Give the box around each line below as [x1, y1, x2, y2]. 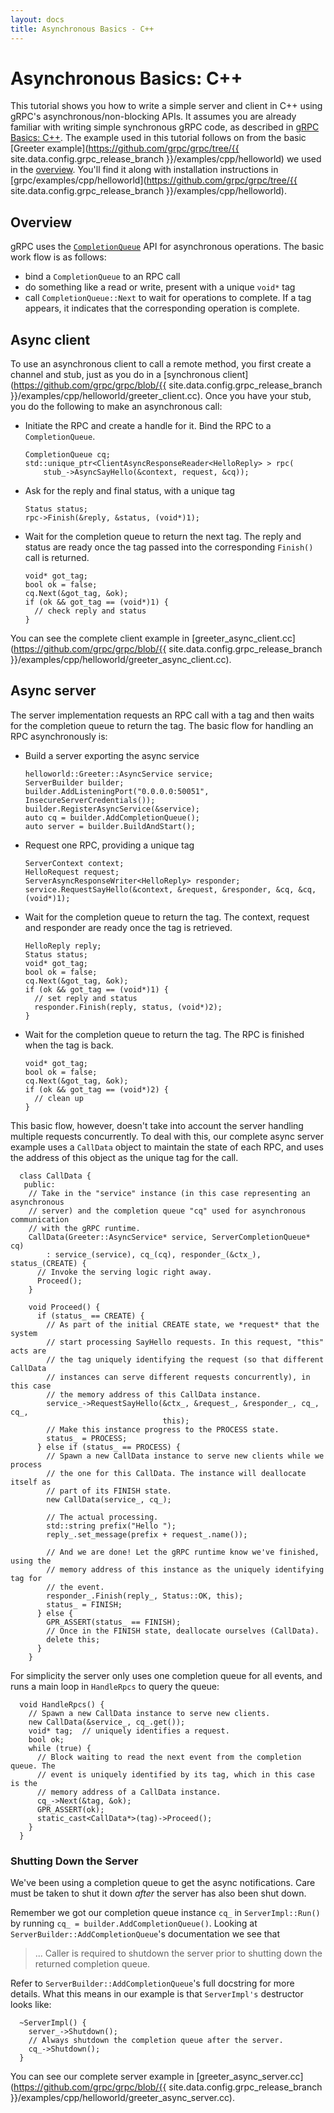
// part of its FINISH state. [46, 1486, 172, 1496]
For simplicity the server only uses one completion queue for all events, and [10, 1669, 323, 1681]
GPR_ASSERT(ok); [36, 1804, 105, 1815]
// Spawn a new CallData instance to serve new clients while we [46, 1451, 325, 1461]
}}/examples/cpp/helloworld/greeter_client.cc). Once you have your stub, [10, 390, 312, 402]
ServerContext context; [24, 858, 125, 868]
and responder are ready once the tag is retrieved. [24, 921, 233, 933]
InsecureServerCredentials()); [24, 795, 156, 805]
